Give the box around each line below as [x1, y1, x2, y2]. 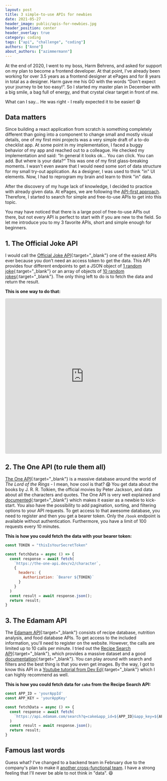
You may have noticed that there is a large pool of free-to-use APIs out [5, 209, 150, 215]
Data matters [5, 113, 46, 121]
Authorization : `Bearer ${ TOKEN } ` [23, 575, 94, 580]
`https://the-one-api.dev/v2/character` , [14, 561, 101, 566]
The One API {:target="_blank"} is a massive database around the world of [5, 476, 157, 482]
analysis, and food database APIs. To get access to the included [5, 635, 137, 641]
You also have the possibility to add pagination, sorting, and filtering [16, 502, 157, 508]
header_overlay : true [5, 30, 50, 35]
